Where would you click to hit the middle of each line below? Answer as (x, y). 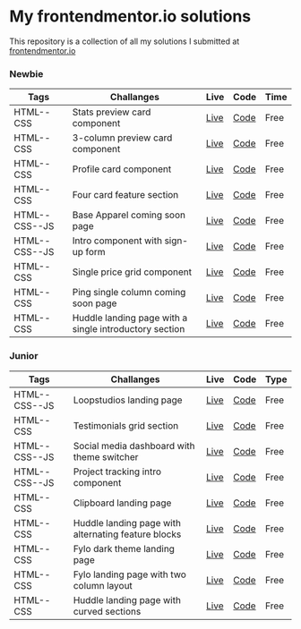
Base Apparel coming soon (129, 215)
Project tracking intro (117, 472)
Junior (24, 356)
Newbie (26, 73)
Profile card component (122, 169)
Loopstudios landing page (128, 400)
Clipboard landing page (122, 503)
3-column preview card (122, 138)
